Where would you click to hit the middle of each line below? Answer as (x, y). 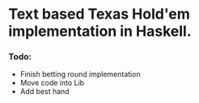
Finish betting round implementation (80, 75)
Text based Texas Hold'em (99, 14)
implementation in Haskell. (100, 31)
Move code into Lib (52, 83)
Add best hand (45, 92)
